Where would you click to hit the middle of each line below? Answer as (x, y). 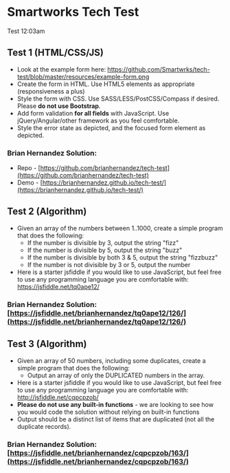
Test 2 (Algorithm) (47, 212)
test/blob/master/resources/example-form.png (83, 76)
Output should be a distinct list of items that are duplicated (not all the (116, 419)
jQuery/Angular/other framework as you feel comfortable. (98, 120)
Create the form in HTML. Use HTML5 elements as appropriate (106, 84)
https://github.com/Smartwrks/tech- (159, 69)
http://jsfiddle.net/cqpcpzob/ (58, 397)
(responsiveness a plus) (51, 91)
